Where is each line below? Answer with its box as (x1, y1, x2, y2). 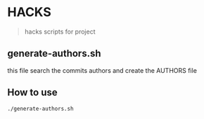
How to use (7, 87, 58, 99)
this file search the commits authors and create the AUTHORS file (7, 66, 197, 74)
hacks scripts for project (24, 27, 96, 36)
